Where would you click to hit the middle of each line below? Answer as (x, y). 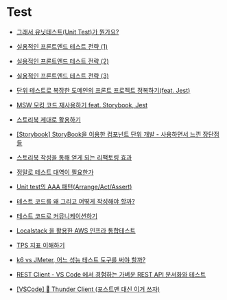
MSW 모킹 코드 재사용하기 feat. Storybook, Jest (82, 105)
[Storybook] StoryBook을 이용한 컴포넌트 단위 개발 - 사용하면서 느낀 (109, 134)
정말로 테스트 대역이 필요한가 (55, 172)
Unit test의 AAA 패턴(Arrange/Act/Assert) (74, 186)
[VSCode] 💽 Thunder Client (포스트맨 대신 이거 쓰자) (88, 289)
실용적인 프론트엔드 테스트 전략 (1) (62, 46)
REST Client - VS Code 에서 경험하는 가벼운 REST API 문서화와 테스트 (111, 274)
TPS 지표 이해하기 (40, 245)
